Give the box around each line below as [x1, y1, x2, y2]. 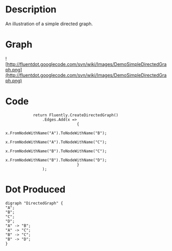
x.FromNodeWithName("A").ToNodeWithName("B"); [5, 130, 107, 136]
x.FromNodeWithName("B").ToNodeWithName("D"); [5, 157, 107, 163]
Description [5, 4, 57, 15]
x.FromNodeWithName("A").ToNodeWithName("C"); [5, 139, 107, 145]
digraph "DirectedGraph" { [5, 201, 63, 206]
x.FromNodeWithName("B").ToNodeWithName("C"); [5, 148, 107, 154]
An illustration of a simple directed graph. [5, 21, 93, 27]
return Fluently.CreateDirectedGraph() [32, 112, 118, 118]
